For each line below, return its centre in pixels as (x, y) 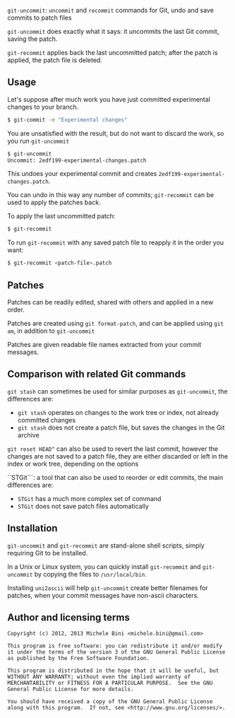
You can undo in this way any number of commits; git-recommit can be (110, 195)
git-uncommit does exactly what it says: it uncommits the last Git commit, (113, 31)
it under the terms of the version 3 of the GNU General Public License (116, 652)
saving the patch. (32, 39)
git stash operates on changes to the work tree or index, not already (118, 412)
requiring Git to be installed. (48, 553)
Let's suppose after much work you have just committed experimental (109, 99)
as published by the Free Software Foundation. (79, 659)
